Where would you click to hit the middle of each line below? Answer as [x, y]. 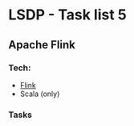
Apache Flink [42, 45]
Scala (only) [40, 94]
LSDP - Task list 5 [67, 15]
